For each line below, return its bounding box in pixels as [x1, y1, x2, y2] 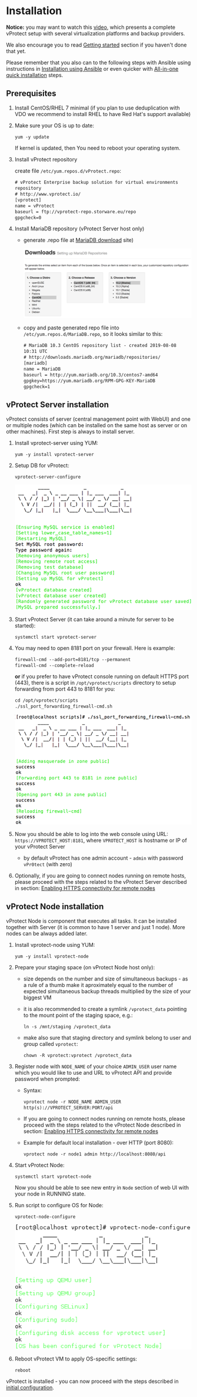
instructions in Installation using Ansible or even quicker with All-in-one [6, 65, 179, 72]
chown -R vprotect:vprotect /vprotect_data [23, 1052, 132, 1058]
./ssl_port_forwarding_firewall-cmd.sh [14, 703, 113, 709]
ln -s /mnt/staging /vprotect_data [23, 1023, 111, 1029]
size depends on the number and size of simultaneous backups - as [23, 975, 188, 982]
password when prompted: [14, 1075, 81, 1082]
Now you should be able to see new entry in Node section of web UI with [14, 1184, 189, 1191]
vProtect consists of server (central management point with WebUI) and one [6, 415, 191, 422]
